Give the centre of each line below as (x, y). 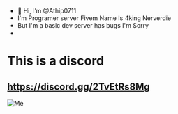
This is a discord (56, 61)
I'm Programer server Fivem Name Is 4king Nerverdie (94, 18)
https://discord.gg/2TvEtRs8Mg (79, 87)
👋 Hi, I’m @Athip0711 (47, 11)
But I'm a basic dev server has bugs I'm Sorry (83, 25)
